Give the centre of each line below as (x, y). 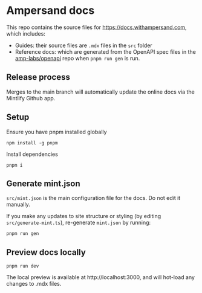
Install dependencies (32, 154)
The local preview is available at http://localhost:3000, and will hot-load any (101, 277)
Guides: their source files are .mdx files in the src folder (83, 45)
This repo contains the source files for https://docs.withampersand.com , (96, 27)
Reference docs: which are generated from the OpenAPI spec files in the (106, 51)
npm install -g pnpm (32, 143)
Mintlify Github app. (31, 98)
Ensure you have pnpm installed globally (57, 132)
